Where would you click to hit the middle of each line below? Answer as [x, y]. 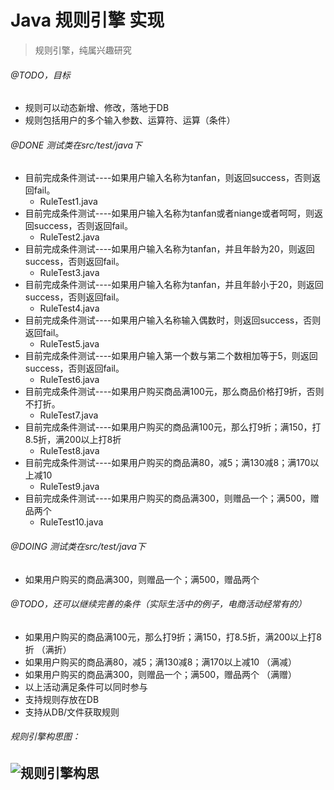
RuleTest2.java [69, 237]
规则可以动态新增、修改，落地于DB [97, 108]
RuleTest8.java [69, 451]
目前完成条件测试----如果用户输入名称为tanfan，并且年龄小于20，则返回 [174, 285]
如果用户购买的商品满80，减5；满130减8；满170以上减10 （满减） [161, 662]
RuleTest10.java [71, 522]
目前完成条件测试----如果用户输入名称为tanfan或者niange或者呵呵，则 [169, 213]
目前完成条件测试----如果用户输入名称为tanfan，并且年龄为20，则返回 [169, 249]
